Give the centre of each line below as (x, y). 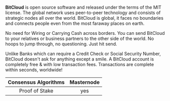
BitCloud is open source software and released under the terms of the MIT (83, 7)
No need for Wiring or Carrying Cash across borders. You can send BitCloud (85, 33)
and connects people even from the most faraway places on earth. (75, 23)
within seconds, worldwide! (34, 70)
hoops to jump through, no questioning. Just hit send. (61, 44)
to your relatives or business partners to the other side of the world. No (80, 38)
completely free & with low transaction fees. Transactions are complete (80, 64)
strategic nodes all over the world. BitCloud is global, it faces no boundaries (84, 18)
